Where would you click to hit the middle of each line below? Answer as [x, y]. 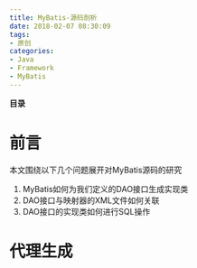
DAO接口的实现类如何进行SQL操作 [86, 211]
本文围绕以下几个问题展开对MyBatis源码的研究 [96, 170]
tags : [19, 34]
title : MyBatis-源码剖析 [53, 18]
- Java [22, 60]
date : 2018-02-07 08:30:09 [60, 26]
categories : [32, 51]
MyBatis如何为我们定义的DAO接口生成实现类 [105, 189]
